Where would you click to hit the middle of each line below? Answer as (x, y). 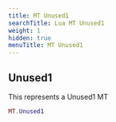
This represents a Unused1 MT (58, 96)
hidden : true (30, 38)
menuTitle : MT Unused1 (46, 45)
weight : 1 (25, 30)
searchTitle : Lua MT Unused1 (56, 23)
